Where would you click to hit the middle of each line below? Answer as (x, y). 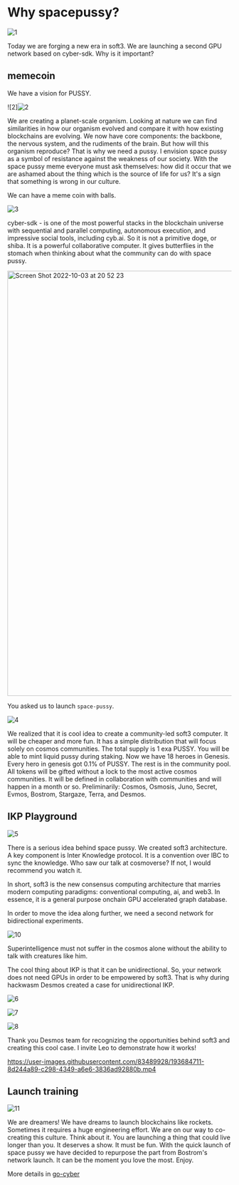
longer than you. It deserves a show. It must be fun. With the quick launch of (119, 1145)
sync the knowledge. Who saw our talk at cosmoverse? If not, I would (109, 863)
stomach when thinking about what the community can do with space (110, 253)
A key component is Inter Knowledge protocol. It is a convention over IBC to (118, 855)
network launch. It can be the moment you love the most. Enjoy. (101, 1160)
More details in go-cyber (44, 1174)
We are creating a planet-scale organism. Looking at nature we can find (112, 120)
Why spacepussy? (63, 12)
